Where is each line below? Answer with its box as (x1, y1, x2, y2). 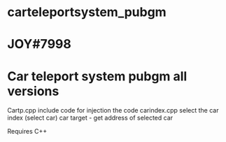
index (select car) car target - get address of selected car (7, 113, 174, 122)
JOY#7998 (7, 36, 71, 52)
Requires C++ (7, 127, 48, 136)
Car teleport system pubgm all (7, 68, 188, 84)
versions (7, 83, 59, 99)
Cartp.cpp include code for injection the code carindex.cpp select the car (7, 106, 219, 115)
